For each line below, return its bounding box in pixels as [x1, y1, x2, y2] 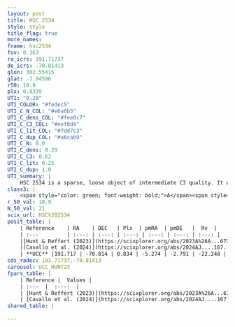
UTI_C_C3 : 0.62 [7, 153, 52, 161]
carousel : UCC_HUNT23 [7, 263, 71, 270]
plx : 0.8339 [7, 88, 42, 95]
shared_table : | [7, 303, 55, 310]
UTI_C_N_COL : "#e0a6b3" [7, 108, 77, 115]
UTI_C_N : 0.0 [7, 140, 45, 147]
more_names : [7, 36, 42, 43]
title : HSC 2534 [7, 17, 55, 24]
